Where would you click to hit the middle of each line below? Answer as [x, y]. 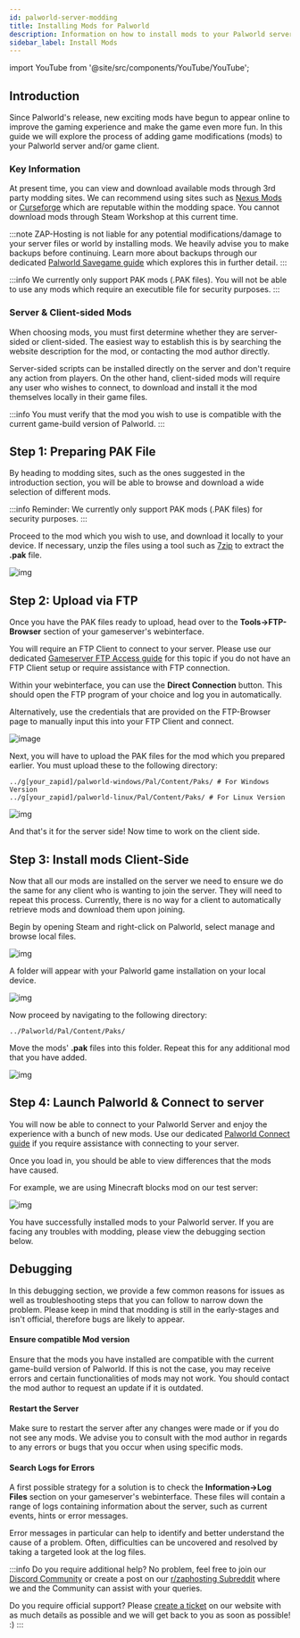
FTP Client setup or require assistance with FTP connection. [120, 668]
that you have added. [48, 1057]
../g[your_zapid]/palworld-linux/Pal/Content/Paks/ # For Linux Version [147, 798]
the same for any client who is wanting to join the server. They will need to [146, 890]
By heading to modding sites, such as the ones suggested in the [127, 473]
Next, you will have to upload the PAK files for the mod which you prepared [147, 756]
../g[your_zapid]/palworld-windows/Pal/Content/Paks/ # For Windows [139, 782]
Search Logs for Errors [52, 1467]
